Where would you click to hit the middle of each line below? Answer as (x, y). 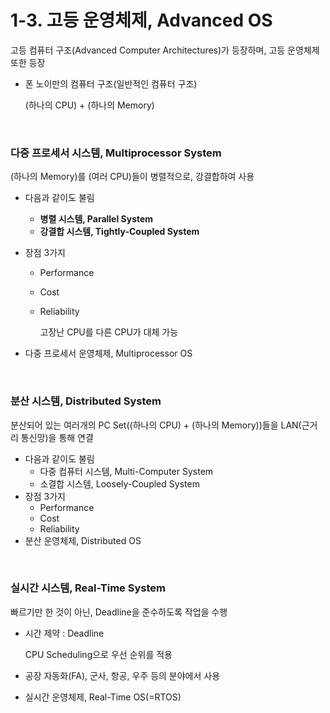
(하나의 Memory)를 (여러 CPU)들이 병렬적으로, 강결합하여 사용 (132, 177)
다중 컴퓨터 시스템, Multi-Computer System (126, 471)
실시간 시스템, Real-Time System (88, 588)
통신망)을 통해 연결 (57, 437)
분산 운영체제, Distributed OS (83, 540)
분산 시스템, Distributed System (86, 401)
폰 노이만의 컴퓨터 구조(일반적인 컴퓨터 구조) (111, 83)
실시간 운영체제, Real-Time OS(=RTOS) (103, 697)
